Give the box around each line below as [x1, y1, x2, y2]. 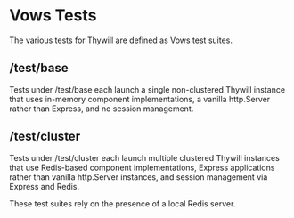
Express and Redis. [9, 181, 80, 191]
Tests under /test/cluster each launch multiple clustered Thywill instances [9, 152, 281, 163]
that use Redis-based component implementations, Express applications [9, 162, 275, 173]
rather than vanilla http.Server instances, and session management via [9, 171, 268, 182]
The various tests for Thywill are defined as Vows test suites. [9, 35, 233, 45]
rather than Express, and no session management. [9, 103, 194, 114]
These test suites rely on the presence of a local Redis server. [9, 198, 236, 209]
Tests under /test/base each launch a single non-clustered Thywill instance [9, 84, 286, 94]
